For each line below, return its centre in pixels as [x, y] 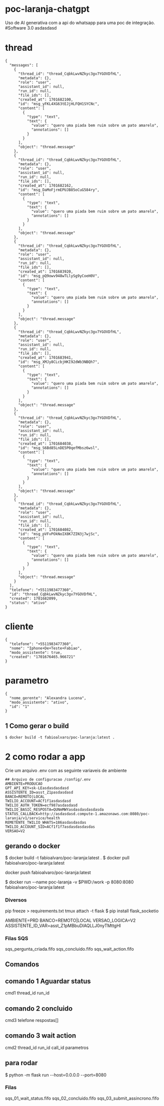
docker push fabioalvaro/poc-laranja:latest [48, 873]
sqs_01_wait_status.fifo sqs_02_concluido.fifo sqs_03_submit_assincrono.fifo [82, 1098]
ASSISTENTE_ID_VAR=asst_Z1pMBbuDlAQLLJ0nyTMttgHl [63, 926]
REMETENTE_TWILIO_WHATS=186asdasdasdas [46, 822]
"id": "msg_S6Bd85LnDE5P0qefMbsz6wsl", [59, 448]
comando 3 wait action [41, 1036]
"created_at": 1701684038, [46, 443]
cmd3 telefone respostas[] [32, 1020]
